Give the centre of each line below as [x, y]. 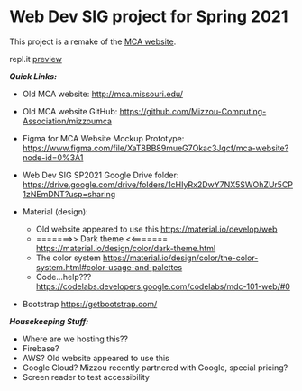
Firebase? [41, 348]
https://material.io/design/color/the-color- [180, 258]
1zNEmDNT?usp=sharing [69, 194]
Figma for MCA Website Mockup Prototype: [103, 138]
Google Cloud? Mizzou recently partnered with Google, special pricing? [155, 368]
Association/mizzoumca [67, 121]
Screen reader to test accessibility [86, 377]
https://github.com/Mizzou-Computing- [193, 111]
